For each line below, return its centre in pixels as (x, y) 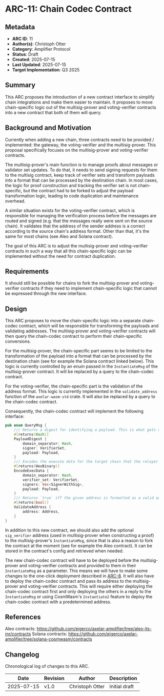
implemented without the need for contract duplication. (61, 256)
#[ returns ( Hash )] (31, 434)
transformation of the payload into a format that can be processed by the (79, 356)
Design (16, 309)
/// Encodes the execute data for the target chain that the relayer (86, 462)
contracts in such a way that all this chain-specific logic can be (68, 251)
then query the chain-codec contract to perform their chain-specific (74, 336)
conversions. (18, 341)
